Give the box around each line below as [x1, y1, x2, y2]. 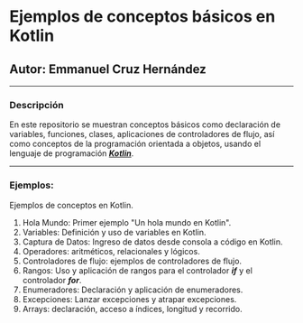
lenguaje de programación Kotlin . [9, 148, 134, 159]
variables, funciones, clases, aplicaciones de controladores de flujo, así [9, 129, 275, 140]
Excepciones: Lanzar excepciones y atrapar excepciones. [22, 293, 237, 304]
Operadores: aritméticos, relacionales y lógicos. [22, 245, 200, 256]
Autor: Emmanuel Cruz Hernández [9, 61, 207, 77]
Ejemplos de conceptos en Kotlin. [9, 199, 133, 210]
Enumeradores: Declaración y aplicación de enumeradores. [22, 284, 243, 295]
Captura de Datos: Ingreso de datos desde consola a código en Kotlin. [22, 236, 283, 247]
